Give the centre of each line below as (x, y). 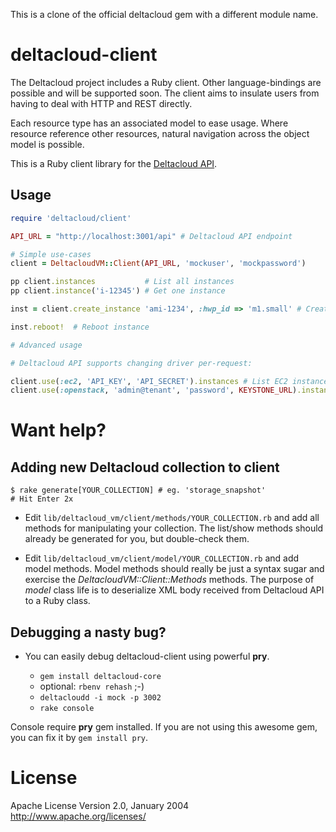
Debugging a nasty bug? (88, 632)
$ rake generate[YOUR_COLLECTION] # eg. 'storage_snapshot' (138, 490)
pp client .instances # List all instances (122, 282)
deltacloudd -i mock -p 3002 (100, 698)
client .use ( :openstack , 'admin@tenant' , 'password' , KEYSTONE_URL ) (154, 390)
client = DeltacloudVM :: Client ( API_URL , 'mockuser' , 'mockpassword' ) (158, 264)
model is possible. (47, 144)
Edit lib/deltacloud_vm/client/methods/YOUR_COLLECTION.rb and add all (172, 518)
